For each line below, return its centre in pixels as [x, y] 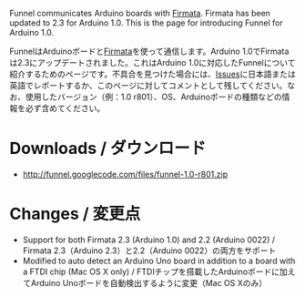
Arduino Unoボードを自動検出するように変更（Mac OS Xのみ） [149, 282]
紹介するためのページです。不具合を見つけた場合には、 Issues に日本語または [152, 74]
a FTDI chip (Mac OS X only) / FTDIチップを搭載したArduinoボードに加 [155, 271]
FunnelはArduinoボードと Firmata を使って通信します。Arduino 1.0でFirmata [149, 51]
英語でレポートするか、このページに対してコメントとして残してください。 [148, 85]
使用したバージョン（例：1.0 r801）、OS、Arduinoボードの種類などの [153, 97]
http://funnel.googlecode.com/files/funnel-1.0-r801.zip [125, 174]
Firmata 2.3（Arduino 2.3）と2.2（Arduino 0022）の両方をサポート [149, 251]
